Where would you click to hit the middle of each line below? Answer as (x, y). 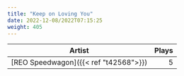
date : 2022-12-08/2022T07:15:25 (55, 20)
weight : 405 (25, 27)
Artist (80, 51)
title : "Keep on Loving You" (50, 14)
